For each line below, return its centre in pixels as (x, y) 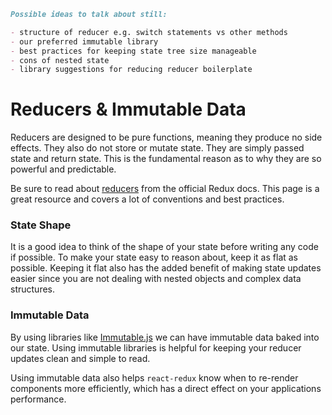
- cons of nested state (60, 60)
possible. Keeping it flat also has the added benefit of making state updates (166, 268)
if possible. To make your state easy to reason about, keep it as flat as (154, 257)
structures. (32, 289)
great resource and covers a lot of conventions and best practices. (147, 199)
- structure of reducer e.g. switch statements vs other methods (149, 32)
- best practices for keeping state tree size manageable (133, 51)
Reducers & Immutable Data (128, 109)
